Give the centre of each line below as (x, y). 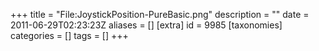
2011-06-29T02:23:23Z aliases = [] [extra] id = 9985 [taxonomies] (146, 25)
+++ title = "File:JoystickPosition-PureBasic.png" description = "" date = (160, 14)
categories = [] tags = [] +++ (69, 35)
